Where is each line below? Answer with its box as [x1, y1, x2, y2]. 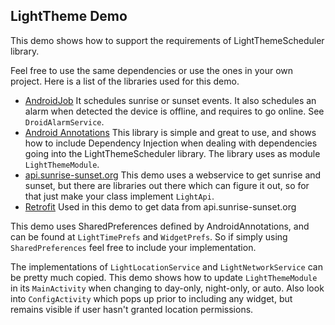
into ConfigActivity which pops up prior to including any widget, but [10, 292, 293, 304]
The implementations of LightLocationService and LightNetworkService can [10, 260, 323, 273]
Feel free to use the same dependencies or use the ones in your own [10, 64, 294, 76]
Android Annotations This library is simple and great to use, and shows [24, 126, 317, 138]
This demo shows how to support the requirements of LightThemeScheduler [10, 34, 325, 46]
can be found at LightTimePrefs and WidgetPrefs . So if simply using [10, 230, 288, 243]
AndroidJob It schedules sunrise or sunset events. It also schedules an [24, 94, 317, 106]
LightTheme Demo [10, 8, 128, 25]
